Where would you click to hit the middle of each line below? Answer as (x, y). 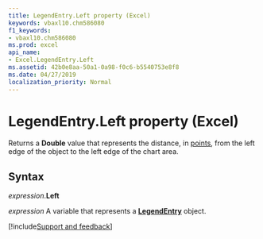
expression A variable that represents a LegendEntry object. (107, 211)
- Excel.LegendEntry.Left (51, 60)
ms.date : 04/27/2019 (43, 75)
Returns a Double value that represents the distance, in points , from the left (132, 143)
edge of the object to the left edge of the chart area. (93, 152)
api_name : (25, 52)
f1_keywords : (30, 30)
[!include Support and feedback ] (60, 226)
